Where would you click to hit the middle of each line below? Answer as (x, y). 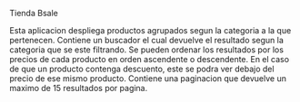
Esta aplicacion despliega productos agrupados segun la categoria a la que (150, 30)
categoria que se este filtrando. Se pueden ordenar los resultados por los (147, 50)
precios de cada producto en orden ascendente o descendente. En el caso (149, 59)
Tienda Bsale (34, 13)
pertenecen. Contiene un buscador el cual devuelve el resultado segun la (147, 40)
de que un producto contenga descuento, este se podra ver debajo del (142, 69)
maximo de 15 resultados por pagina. (79, 88)
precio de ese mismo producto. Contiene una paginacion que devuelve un (148, 79)
